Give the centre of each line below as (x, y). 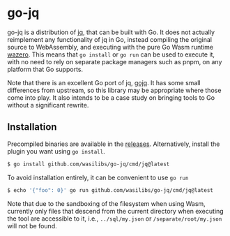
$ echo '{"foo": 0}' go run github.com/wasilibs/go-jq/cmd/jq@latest (110, 190)
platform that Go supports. (45, 69)
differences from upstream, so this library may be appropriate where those (114, 90)
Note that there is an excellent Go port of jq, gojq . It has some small (104, 82)
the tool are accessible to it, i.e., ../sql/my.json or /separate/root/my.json (115, 219)
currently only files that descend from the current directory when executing (116, 211)
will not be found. (32, 226)
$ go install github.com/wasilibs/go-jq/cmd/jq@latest (89, 164)
